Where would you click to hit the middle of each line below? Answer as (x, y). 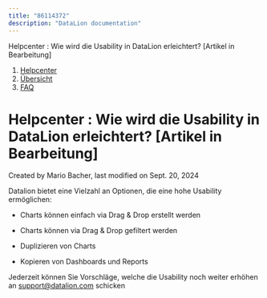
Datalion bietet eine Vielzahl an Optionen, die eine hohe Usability (115, 191)
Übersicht (36, 79)
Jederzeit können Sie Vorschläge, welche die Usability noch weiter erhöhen (133, 277)
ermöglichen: (30, 199)
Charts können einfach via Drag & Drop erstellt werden (110, 215)
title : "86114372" (39, 16)
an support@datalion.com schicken (67, 286)
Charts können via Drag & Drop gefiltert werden (99, 231)
